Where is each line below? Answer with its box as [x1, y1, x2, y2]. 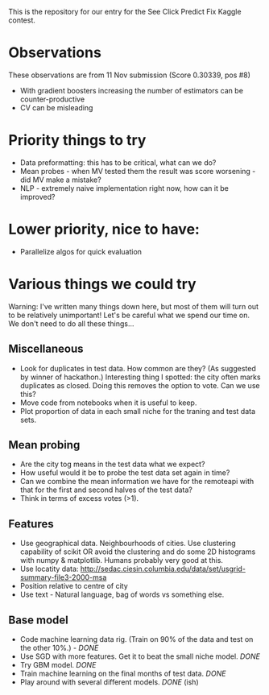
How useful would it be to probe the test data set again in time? [19, 468, 230, 478]
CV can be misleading [19, 102, 93, 112]
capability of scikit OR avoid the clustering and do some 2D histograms [19, 547, 256, 556]
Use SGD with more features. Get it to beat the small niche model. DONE [19, 652, 260, 661]
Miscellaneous [8, 342, 84, 356]
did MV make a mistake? [19, 175, 102, 184]
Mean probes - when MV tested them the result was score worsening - [19, 166, 256, 176]
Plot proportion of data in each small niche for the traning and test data [19, 406, 256, 416]
